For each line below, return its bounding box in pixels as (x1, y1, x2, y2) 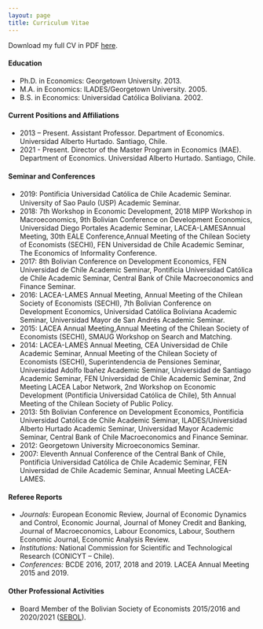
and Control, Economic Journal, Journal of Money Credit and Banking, (19, 518, 247, 527)
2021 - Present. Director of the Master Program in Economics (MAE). (19, 145, 242, 154)
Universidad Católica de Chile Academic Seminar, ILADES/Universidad (19, 416, 247, 425)
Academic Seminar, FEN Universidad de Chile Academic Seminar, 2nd (19, 374, 246, 383)
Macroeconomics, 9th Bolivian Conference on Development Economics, (19, 215, 253, 224)
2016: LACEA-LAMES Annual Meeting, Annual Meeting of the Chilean (19, 290, 243, 300)
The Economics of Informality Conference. (19, 249, 157, 258)
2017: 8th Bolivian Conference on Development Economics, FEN (19, 257, 227, 266)
